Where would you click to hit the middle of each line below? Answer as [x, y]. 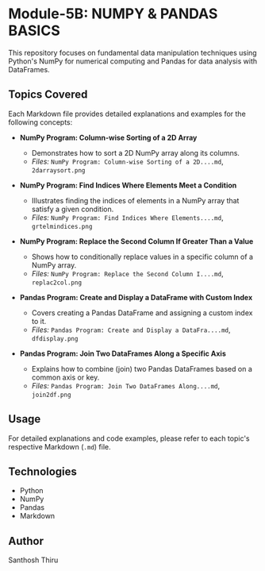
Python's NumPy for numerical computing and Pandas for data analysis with [133, 61]
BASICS [35, 31]
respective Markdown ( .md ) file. [60, 446]
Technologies [43, 471]
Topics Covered [48, 95]
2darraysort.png [58, 170]
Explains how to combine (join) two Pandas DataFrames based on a [142, 368]
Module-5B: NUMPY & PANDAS [113, 14]
